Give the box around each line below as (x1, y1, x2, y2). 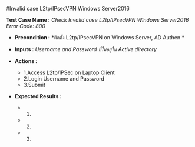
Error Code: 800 (6, 23, 46, 29)
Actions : (14, 58, 38, 64)
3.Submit (23, 82, 46, 88)
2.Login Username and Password (23, 75, 105, 82)
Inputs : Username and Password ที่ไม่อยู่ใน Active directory (14, 46, 157, 52)
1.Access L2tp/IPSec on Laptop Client (23, 69, 115, 76)
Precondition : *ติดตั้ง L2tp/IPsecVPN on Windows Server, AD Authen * (14, 34, 184, 41)
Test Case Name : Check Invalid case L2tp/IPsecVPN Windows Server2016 (6, 16, 189, 23)
